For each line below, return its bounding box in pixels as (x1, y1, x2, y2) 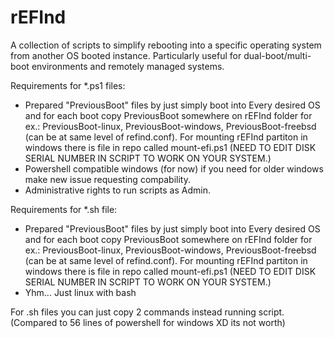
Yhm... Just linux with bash (24, 286, 137, 298)
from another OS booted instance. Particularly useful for (10, 49, 242, 61)
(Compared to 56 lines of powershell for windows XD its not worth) (10, 316, 286, 328)
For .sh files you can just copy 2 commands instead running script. (10, 306, 285, 318)
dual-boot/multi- (243, 49, 312, 61)
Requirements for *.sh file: (10, 203, 118, 215)
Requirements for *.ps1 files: (10, 79, 126, 91)
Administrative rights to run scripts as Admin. (24, 184, 211, 196)
